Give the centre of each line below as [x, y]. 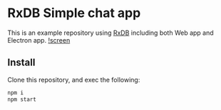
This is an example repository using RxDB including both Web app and [110, 33]
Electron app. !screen [39, 40]
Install [21, 63]
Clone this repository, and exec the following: [74, 79]
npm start [22, 99]
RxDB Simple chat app [74, 13]
